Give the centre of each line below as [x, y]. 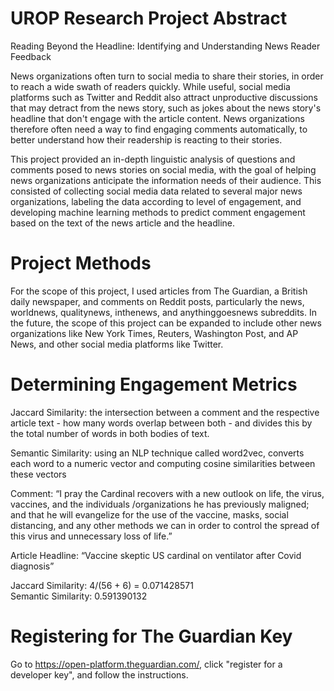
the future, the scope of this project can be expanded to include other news [166, 323]
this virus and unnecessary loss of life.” [91, 536]
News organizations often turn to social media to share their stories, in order [167, 76]
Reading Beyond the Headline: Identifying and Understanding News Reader [165, 46]
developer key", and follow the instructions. [99, 674]
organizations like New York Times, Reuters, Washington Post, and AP [154, 333]
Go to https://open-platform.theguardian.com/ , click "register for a [146, 664]
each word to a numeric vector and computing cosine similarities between [163, 463]
